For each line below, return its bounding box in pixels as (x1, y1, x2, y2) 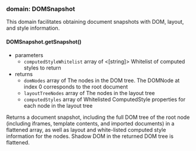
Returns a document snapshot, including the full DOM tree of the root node (6, 114, 190, 121)
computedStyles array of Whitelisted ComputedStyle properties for (23, 96, 186, 103)
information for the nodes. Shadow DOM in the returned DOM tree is (6, 133, 174, 140)
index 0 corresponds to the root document (23, 83, 128, 90)
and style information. (6, 24, 60, 32)
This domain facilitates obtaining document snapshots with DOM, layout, (6, 18, 184, 26)
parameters (14, 51, 43, 58)
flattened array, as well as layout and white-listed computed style (6, 126, 166, 133)
